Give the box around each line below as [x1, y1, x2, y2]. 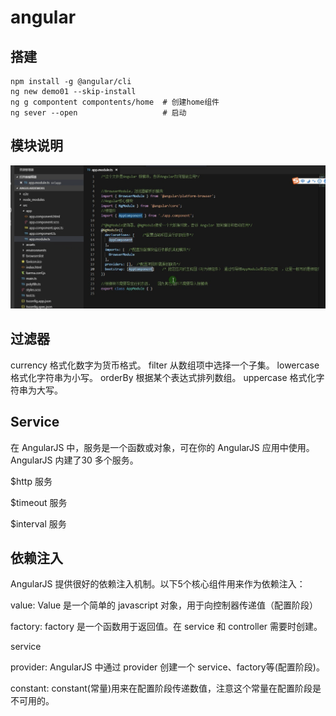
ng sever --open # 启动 [10, 108, 187, 118]
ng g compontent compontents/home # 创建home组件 [10, 97, 220, 107]
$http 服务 [10, 475, 53, 487]
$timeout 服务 [10, 496, 68, 508]
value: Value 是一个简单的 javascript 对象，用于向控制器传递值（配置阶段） [10, 599, 318, 611]
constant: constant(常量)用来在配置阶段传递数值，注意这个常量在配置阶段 [10, 682, 313, 695]
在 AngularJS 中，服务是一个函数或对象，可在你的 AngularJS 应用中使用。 [10, 441, 315, 453]
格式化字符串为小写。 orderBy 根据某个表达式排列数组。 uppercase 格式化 [10, 371, 317, 383]
